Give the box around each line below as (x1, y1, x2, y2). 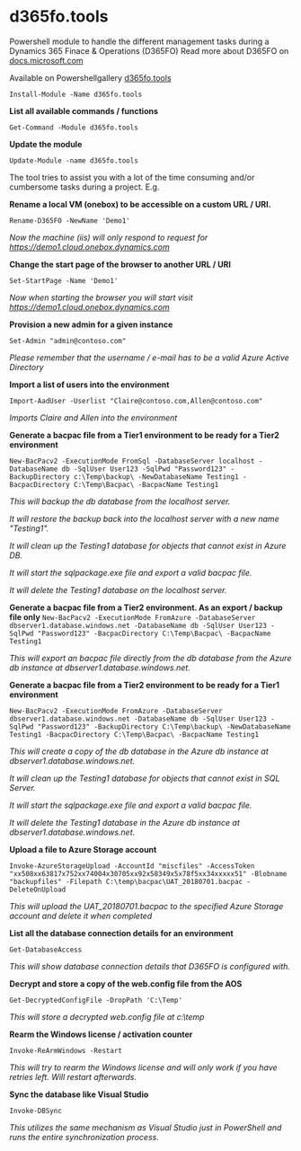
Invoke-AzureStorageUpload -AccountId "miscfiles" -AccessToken (9, 861, 255, 871)
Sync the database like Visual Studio (9, 1089, 149, 1100)
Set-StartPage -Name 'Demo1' (9, 276, 119, 285)
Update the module (9, 138, 83, 149)
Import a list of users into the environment (9, 379, 170, 390)
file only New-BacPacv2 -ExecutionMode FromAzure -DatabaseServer (9, 611, 256, 622)
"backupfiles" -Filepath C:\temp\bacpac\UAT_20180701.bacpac (9, 877, 243, 886)
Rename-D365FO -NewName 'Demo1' (9, 216, 130, 226)
